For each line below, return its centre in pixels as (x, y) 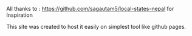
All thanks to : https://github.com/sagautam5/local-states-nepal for (90, 9)
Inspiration (20, 15)
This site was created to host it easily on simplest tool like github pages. (96, 27)
